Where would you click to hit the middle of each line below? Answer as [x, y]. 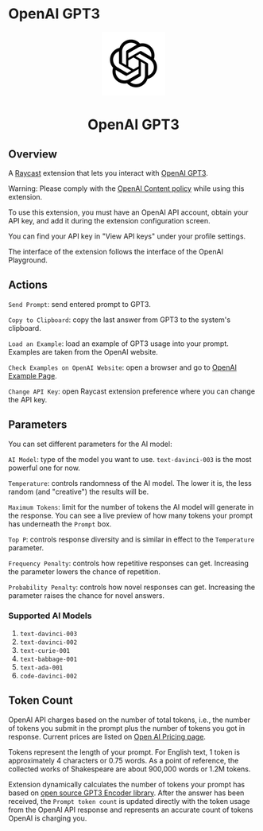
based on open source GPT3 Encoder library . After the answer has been [126, 793]
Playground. [28, 260]
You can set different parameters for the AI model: [90, 444]
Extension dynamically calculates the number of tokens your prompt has [126, 784]
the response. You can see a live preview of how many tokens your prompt [130, 515]
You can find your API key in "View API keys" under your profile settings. [127, 236]
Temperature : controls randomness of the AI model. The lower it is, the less [130, 483]
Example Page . [33, 375]
